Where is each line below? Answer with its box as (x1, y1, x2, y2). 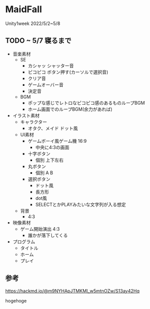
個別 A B (35, 169, 53, 176)
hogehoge (5, 297, 27, 303)
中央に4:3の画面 (35, 144, 70, 150)
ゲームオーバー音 (27, 81, 64, 87)
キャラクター (20, 118, 47, 125)
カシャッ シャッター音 (27, 63, 74, 69)
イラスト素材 (12, 112, 40, 118)
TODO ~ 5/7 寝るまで (5, 37, 72, 45)
